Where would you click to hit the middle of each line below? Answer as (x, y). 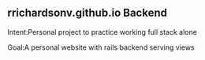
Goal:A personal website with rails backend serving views (101, 47)
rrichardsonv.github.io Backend (87, 13)
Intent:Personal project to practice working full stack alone (102, 32)
